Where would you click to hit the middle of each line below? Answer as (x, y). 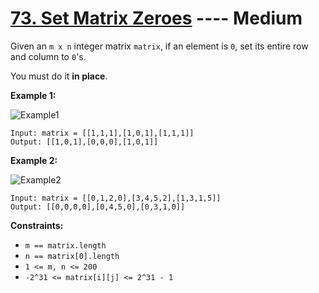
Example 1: (33, 95)
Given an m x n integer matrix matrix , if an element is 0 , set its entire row (159, 46)
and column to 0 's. (48, 56)
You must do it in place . (59, 76)
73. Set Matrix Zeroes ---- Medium (156, 18)
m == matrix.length (65, 245)
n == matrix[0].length (72, 256)
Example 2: (34, 160)
